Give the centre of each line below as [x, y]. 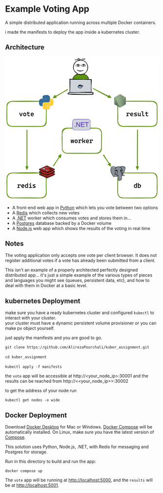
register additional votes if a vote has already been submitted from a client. [80, 260]
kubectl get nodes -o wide [32, 400]
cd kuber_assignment [26, 357]
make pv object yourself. [30, 328]
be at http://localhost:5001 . [32, 485]
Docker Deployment [36, 415]
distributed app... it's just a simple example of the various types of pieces [79, 275]
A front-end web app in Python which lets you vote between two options [85, 207]
